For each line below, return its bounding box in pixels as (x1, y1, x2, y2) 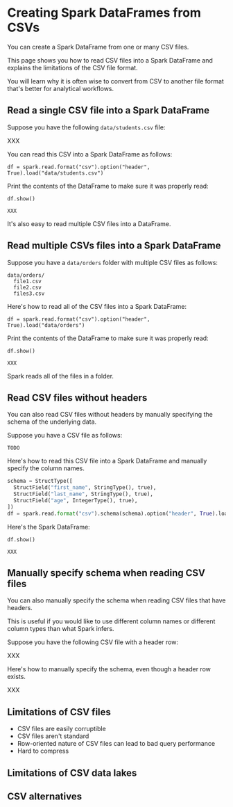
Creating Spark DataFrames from (7, 5, 201, 21)
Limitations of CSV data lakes (7, 767, 137, 778)
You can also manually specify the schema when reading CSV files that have (7, 596, 227, 605)
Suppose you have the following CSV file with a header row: (7, 638, 179, 646)
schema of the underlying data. (7, 417, 97, 426)
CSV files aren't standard (17, 732, 89, 740)
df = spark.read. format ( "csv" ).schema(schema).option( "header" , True (7, 510, 213, 517)
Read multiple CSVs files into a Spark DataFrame (7, 240, 221, 252)
